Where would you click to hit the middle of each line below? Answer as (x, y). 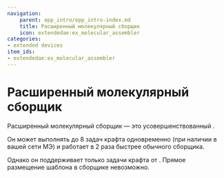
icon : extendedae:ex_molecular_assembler (80, 33)
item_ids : (21, 52)
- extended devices (35, 45)
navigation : (24, 13)
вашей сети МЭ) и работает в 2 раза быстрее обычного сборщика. (106, 146)
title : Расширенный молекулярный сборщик (80, 26)
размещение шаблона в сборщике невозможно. (78, 167)
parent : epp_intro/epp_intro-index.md (75, 20)
